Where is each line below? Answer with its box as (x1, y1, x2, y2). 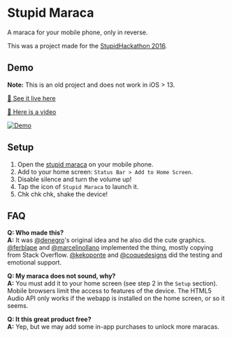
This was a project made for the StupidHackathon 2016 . (7, 41, 168, 50)
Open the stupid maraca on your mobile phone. (17, 160, 154, 169)
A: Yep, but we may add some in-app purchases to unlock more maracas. (7, 323, 219, 331)
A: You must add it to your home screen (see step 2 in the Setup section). (7, 279, 218, 288)
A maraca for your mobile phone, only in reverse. (7, 28, 148, 36)
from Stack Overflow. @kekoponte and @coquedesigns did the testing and (7, 251, 222, 260)
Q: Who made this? (7, 229, 64, 237)
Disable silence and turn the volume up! (17, 175, 132, 183)
